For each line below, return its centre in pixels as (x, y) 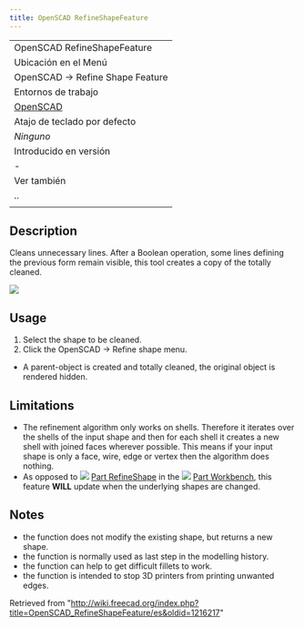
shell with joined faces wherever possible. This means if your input (147, 447)
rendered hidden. (55, 377)
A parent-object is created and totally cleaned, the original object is (149, 367)
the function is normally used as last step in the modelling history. (146, 556)
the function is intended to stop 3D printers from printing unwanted (148, 575)
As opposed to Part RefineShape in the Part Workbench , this (147, 477)
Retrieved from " (40, 602)
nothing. (38, 466)
